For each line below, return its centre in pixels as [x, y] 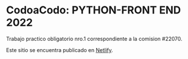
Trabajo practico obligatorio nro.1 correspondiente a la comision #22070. [94, 39]
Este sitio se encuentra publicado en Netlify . [60, 50]
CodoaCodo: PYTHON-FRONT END [94, 10]
